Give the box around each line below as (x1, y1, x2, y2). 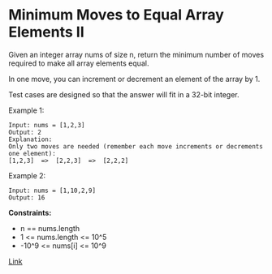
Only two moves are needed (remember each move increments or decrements (8, 142, 264, 151)
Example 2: (8, 170, 46, 180)
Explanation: (8, 135, 53, 143)
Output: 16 (8, 193, 45, 202)
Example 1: (8, 105, 45, 115)
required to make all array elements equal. (8, 58, 149, 68)
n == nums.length (19, 223, 80, 233)
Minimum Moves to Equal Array (8, 6, 225, 24)
